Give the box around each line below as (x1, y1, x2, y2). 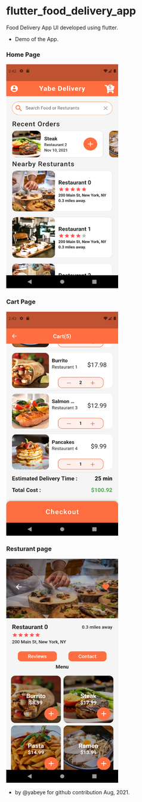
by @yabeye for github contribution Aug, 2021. (14, 788, 130, 795)
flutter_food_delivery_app (6, 4, 136, 18)
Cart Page (6, 297, 36, 306)
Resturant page (6, 545, 52, 553)
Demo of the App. (14, 35, 58, 42)
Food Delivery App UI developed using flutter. (6, 24, 118, 31)
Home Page (6, 50, 41, 59)
